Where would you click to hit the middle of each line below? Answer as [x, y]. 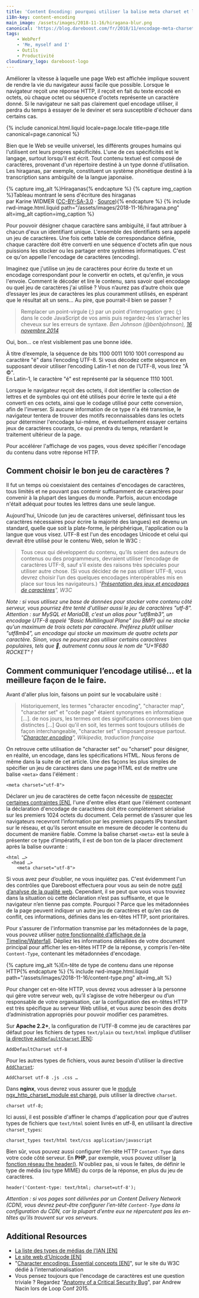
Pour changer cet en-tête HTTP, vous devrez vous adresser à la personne [96, 989]
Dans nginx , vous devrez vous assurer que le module [71, 1089]
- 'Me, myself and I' [43, 45]
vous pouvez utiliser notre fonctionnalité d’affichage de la [76, 935]
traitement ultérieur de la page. [44, 434]
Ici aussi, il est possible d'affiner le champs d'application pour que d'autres [98, 1117]
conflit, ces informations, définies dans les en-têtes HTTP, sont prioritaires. [98, 917]
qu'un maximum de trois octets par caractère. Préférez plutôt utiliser [90, 627]
